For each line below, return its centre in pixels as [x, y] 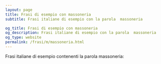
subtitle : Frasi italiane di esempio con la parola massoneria [74, 19]
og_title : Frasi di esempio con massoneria [52, 28]
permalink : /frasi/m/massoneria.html [45, 42]
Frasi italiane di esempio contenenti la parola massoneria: [65, 56]
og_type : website [23, 37]
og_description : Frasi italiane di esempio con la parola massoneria [81, 33]
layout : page [19, 10]
